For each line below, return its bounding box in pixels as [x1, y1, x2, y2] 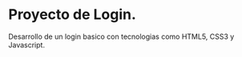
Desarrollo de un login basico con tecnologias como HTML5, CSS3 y [8, 32, 235, 41]
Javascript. [8, 40, 46, 49]
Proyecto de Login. [8, 6, 136, 24]
